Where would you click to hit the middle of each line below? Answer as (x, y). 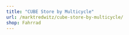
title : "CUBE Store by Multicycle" (50, 12)
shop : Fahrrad (24, 23)
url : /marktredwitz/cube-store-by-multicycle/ (65, 17)
